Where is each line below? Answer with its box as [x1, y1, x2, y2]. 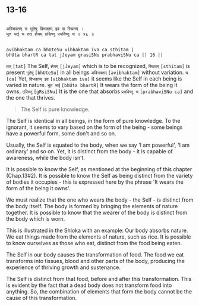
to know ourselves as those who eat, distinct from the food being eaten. [6, 239, 182, 246]
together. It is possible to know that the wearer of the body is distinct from [6, 209, 188, 216]
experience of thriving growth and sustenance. [6, 264, 121, 271]
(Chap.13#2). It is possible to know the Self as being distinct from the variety [6, 172, 193, 179]
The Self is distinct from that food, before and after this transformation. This [6, 275, 192, 282]
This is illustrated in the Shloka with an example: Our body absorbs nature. [6, 227, 188, 234]
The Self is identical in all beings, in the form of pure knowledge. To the [6, 117, 181, 124]
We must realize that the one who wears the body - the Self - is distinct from [6, 196, 194, 203]
